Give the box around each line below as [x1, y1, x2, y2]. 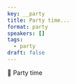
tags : [7, 36, 23, 43]
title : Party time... [7, 17, 70, 24]
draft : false [7, 50, 45, 57]
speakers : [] [7, 29, 45, 37]
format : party [7, 23, 49, 30]
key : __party [7, 10, 45, 17]
